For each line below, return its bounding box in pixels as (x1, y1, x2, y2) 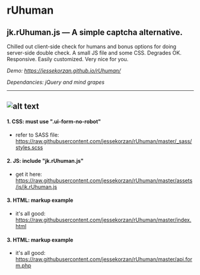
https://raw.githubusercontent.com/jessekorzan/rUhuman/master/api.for (15, 256, 192, 263)
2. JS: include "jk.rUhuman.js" (7, 157, 84, 165)
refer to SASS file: (15, 131, 59, 138)
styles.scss (15, 144, 43, 151)
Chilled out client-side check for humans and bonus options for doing (7, 43, 177, 50)
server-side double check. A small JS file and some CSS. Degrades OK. (7, 49, 182, 56)
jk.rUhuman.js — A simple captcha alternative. (7, 27, 183, 37)
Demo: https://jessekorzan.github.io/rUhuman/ (7, 67, 121, 74)
